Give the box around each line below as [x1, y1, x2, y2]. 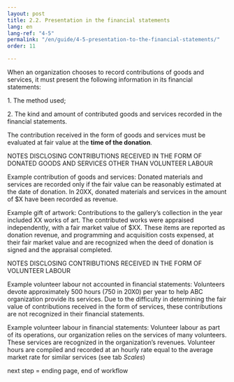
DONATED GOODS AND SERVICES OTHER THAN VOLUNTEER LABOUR [7, 159, 213, 168]
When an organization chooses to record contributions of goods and [7, 68, 205, 76]
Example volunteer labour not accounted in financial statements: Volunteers [7, 280, 225, 288]
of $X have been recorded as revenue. [7, 195, 119, 203]
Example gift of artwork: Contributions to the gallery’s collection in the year [7, 209, 223, 216]
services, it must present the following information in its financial [7, 75, 193, 84]
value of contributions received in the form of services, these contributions [7, 302, 223, 311]
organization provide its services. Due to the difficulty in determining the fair [7, 295, 227, 303]
